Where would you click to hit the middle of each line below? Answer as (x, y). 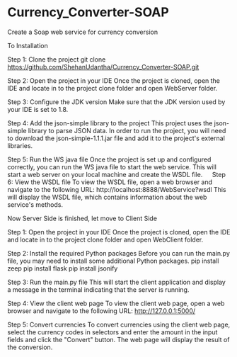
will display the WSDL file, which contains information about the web (107, 197)
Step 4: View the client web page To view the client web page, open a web (116, 303)
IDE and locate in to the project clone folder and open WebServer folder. (112, 88)
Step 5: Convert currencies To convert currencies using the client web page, (119, 324)
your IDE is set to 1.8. (38, 109)
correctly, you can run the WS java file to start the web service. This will (112, 166)
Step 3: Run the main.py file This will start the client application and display (117, 282)
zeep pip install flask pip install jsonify (63, 268)
